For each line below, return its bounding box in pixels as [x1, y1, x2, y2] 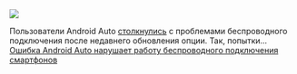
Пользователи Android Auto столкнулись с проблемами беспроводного [9, 26, 288, 36]
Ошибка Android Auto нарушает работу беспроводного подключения [9, 45, 279, 55]
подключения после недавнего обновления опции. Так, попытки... [9, 35, 268, 46]
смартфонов [9, 54, 58, 65]
